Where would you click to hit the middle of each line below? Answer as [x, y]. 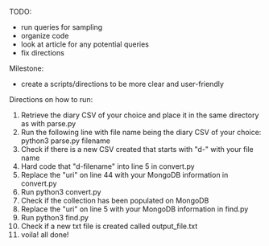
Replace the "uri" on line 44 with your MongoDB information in [124, 175]
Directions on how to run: [51, 99]
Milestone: [27, 68]
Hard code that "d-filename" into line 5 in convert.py [108, 166]
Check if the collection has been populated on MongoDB [115, 201]
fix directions [43, 53]
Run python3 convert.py [61, 192]
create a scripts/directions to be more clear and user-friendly [122, 84]
